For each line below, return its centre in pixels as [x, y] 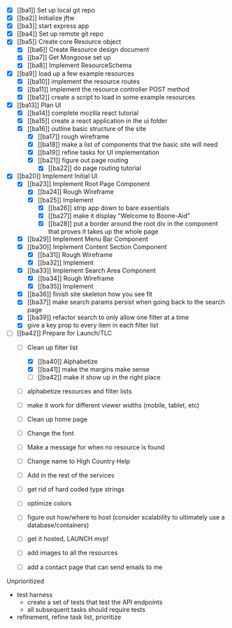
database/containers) [58, 525]
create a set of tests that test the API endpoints [95, 602]
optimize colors [49, 503]
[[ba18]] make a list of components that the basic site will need [128, 145]
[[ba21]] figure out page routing [83, 160]
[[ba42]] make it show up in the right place [99, 377]
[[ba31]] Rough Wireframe [75, 254]
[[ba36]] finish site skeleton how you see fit [90, 294]
